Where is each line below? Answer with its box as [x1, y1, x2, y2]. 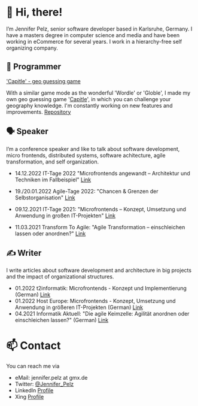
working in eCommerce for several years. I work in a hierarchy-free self [6, 38, 182, 45]
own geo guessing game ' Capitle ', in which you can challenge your [6, 95, 171, 102]
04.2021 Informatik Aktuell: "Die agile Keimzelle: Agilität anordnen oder [14, 310, 190, 317]
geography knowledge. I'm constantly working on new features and [6, 102, 173, 109]
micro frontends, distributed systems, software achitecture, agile [6, 152, 166, 159]
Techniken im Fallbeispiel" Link [14, 176, 92, 183]
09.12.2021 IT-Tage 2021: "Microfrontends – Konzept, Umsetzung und [14, 205, 187, 213]
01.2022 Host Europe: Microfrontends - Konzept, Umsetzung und [14, 298, 176, 305]
